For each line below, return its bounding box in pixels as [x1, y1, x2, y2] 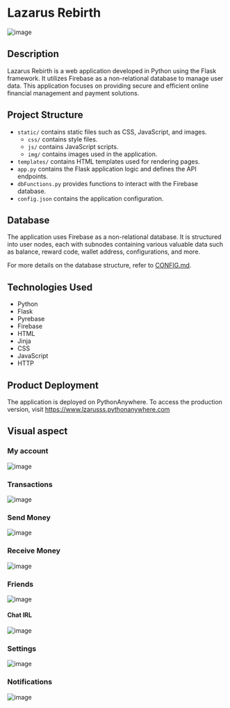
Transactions [7, 479, 54, 489]
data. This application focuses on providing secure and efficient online [7, 82, 209, 90]
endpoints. [17, 172, 49, 180]
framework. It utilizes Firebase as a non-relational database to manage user [7, 74, 224, 82]
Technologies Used [7, 281, 92, 293]
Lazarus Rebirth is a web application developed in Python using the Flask [7, 66, 217, 75]
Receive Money [7, 546, 60, 555]
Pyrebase [17, 315, 45, 323]
